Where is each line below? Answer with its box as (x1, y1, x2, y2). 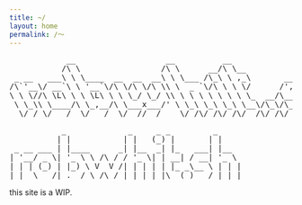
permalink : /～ (9, 30, 65, 39)
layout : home (9, 22, 58, 31)
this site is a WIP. (9, 187, 73, 198)
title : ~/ (9, 13, 47, 22)
